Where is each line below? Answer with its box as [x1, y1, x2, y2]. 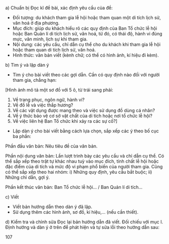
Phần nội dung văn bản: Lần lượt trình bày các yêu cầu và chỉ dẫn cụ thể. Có [5, 153, 164, 159]
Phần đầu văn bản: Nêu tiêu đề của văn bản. [5, 143, 98, 149]
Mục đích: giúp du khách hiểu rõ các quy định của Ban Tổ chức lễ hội [12, 25, 157, 31]
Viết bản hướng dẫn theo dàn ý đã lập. [12, 204, 93, 210]
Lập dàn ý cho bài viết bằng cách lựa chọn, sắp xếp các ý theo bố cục [12, 128, 159, 134]
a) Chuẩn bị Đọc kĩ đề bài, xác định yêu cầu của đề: [5, 5, 113, 11]
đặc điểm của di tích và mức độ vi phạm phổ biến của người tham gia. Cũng [5, 164, 163, 169]
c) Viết [5, 194, 19, 200]
